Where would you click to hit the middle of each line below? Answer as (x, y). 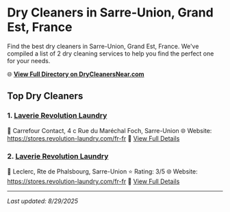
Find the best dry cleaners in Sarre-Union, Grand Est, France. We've (103, 46)
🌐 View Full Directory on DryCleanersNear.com (76, 74)
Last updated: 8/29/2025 (43, 201)
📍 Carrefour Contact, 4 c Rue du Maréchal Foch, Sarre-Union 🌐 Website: (110, 130)
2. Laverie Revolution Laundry (58, 156)
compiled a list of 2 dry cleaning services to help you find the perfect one (111, 54)
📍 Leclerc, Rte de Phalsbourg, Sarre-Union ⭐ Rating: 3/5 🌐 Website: (103, 171)
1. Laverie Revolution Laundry (57, 116)
